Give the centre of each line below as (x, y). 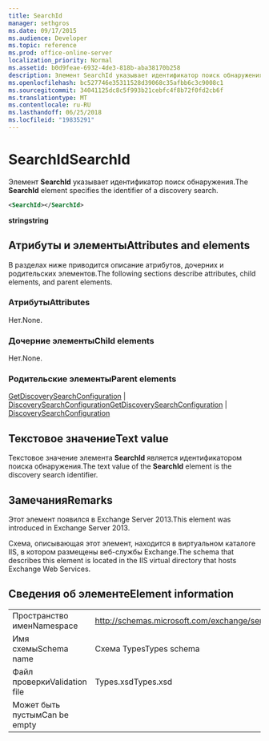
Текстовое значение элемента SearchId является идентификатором (125, 458)
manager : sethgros (39, 23)
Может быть (36, 704)
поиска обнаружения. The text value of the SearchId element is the (120, 466)
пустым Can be (41, 715)
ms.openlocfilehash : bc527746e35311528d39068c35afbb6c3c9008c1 (116, 83)
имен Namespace (45, 626)
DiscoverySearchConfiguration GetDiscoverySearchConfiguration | (118, 405)
